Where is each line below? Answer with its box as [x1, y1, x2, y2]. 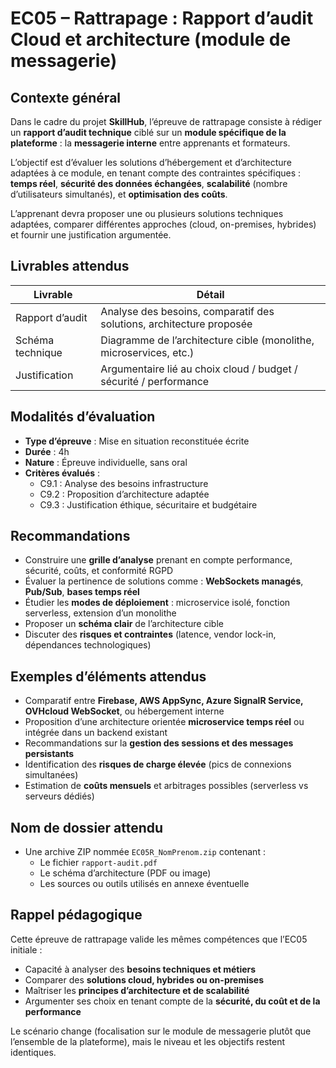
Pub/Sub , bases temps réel [24, 586, 140, 598]
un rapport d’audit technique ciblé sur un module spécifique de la [10, 127, 287, 138]
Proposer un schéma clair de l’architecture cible [24, 618, 224, 630]
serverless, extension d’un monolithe [24, 607, 177, 619]
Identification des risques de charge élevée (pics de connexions [24, 758, 292, 771]
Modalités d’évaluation [10, 408, 156, 426]
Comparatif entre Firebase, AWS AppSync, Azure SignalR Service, [24, 695, 304, 707]
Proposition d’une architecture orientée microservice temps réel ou [24, 716, 305, 728]
